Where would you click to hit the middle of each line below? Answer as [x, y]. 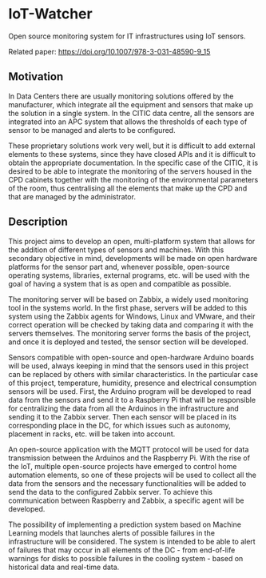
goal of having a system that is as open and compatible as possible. [120, 283]
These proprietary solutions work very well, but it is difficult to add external [132, 146]
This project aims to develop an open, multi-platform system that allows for [132, 241]
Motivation [36, 77]
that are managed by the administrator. [72, 196]
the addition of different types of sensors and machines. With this [116, 250]
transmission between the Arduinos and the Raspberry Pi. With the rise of [129, 458]
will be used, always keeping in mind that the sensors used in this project [129, 366]
